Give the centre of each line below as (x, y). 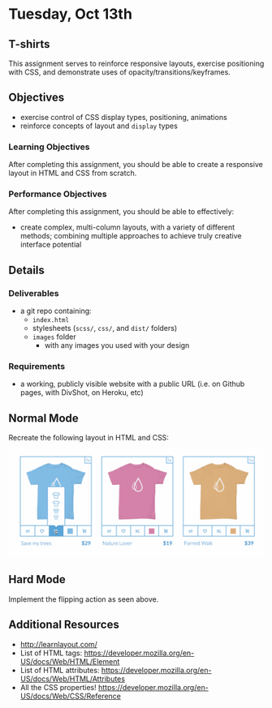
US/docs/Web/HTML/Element (70, 661)
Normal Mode (43, 418)
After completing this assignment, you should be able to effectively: (121, 212)
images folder (54, 337)
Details (26, 270)
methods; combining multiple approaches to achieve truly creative (131, 236)
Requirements (37, 367)
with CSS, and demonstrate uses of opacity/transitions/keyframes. (120, 72)
